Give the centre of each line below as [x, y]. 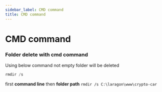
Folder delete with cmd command [47, 54]
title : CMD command [25, 14]
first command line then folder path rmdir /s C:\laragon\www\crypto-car [81, 84]
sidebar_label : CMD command [34, 10]
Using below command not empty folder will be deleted [62, 65]
